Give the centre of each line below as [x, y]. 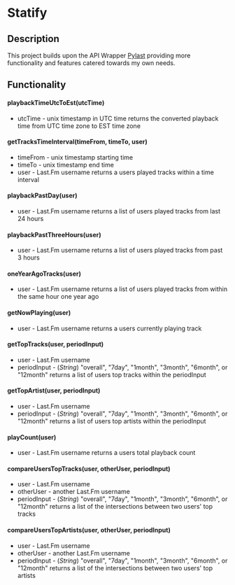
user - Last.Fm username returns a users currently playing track [109, 328]
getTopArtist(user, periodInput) [54, 390]
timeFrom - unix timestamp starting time [75, 157]
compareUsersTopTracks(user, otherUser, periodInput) [89, 468]
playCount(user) [32, 437]
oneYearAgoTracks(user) [44, 274]
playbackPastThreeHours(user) [54, 234]
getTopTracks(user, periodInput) [56, 344]
